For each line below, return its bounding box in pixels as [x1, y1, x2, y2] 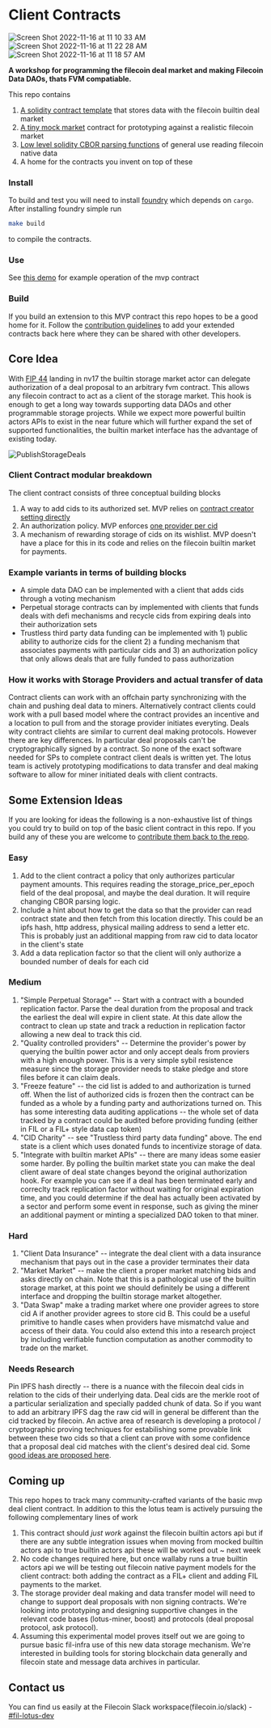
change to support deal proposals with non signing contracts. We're [19, 1597, 247, 1607]
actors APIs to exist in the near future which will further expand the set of [8, 417, 252, 426]
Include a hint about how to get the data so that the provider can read [19, 904, 252, 915]
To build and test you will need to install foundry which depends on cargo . [8, 196, 254, 205]
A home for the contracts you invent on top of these [19, 156, 193, 167]
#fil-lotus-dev [8, 1711, 55, 1721]
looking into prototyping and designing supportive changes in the [19, 1606, 239, 1616]
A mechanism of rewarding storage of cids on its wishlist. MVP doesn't [19, 529, 256, 539]
